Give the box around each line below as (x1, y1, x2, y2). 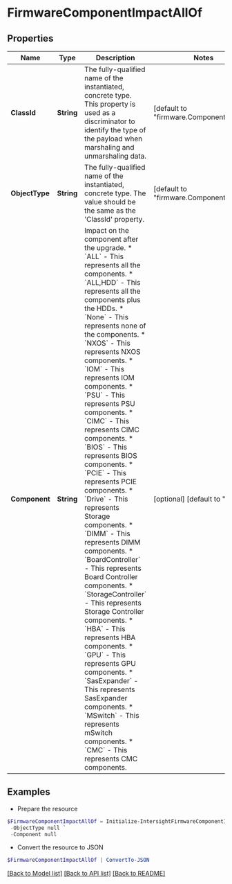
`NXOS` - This (84, 338, 131, 348)
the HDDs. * (84, 303, 124, 313)
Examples (7, 786, 50, 798)
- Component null (10, 831, 57, 838)
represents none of (84, 321, 146, 330)
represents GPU (84, 659, 136, 668)
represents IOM (84, 373, 135, 382)
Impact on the (84, 226, 130, 235)
